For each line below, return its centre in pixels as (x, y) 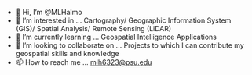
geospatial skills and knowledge (67, 54)
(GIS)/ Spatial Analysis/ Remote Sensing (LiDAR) (93, 29)
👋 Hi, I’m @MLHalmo (49, 12)
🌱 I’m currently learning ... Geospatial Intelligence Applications (116, 37)
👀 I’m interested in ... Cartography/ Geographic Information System (123, 20)
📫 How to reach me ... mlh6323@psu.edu (84, 62)
